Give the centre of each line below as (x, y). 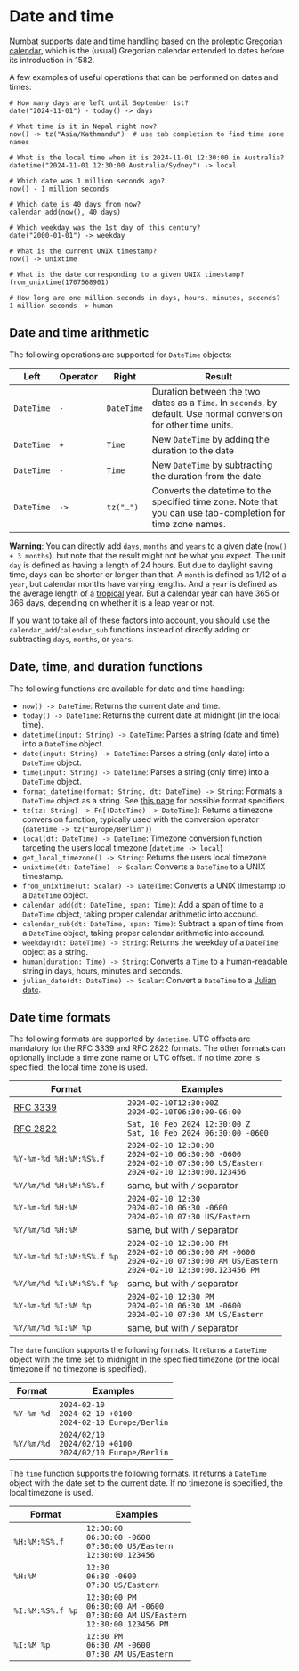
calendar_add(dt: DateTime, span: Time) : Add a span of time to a (143, 904)
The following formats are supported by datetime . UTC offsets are (130, 1039)
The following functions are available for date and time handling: (127, 689)
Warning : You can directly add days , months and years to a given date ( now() (148, 546)
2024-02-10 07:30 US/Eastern (189, 1217)
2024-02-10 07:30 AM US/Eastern (196, 1315)
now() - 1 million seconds (59, 189)
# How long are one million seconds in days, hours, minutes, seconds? (145, 298)
